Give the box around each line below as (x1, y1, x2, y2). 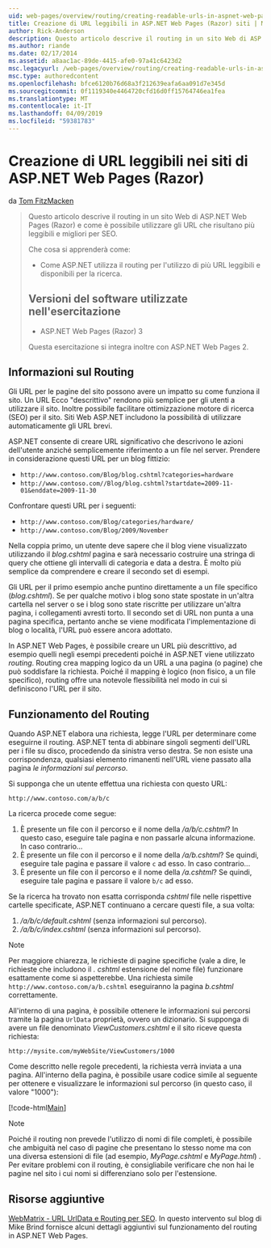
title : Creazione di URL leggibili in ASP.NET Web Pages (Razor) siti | (8, 19, 258, 27)
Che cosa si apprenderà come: (27, 244, 131, 254)
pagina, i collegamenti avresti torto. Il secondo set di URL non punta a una (8, 608, 254, 618)
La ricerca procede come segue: (8, 809, 117, 819)
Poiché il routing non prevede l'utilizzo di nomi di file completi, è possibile (8, 1134, 252, 1144)
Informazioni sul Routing (8, 366, 135, 379)
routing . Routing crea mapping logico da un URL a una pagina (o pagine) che (8, 658, 263, 668)
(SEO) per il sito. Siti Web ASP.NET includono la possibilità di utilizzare (8, 412, 242, 422)
